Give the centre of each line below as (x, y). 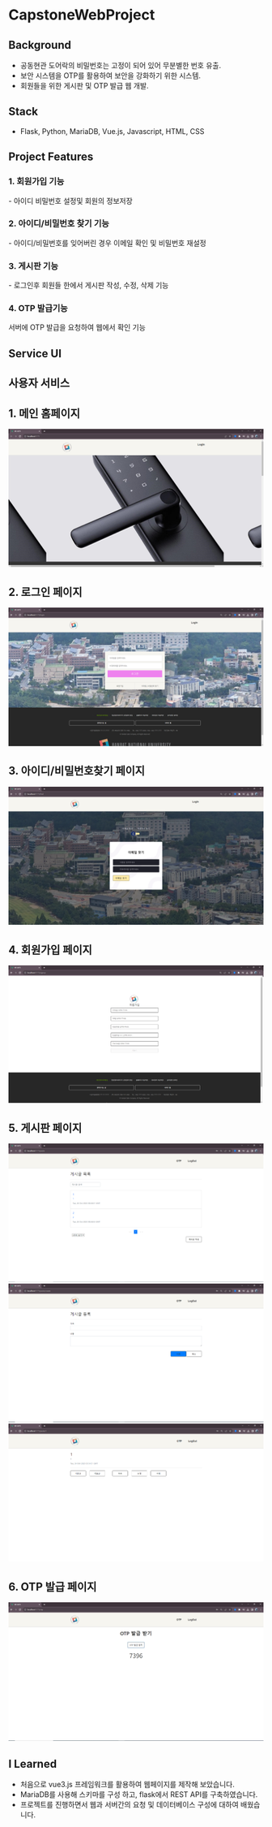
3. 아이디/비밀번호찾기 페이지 (77, 771)
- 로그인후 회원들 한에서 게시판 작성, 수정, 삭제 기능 (89, 285)
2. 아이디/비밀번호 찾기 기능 (59, 223)
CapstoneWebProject (82, 15)
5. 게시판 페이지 (45, 1127)
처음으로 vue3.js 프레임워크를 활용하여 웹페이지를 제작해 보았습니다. (127, 1785)
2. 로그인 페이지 (45, 592)
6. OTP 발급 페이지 (53, 1586)
